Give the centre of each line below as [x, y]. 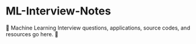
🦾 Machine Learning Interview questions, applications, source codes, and [98, 28]
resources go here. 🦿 [32, 34]
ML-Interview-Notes [58, 11]
